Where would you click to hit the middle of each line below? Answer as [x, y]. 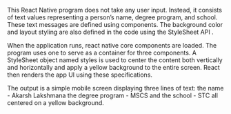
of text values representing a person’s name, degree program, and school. [112, 17]
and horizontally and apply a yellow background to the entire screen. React [114, 67]
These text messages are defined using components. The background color [115, 25]
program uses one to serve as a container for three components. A [102, 53]
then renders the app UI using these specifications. [80, 75]
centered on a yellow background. [56, 103]
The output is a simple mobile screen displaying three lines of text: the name [115, 88]
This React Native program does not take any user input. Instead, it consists [115, 10]
